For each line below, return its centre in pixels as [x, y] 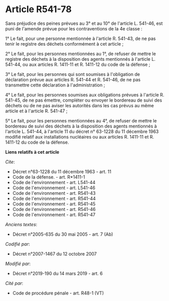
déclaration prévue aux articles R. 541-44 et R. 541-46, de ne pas [73, 79]
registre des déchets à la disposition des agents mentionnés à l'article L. [80, 59]
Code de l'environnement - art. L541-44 [54, 182]
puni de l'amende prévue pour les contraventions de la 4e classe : [74, 28]
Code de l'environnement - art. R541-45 [54, 204]
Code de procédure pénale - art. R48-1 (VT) [58, 293]
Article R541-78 [39, 9]
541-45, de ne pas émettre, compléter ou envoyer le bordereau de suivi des [84, 100]
